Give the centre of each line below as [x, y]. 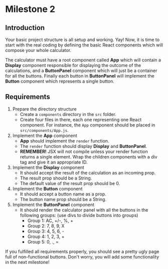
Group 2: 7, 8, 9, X [46, 225]
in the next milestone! [28, 262]
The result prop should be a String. [56, 178]
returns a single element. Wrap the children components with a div [89, 156]
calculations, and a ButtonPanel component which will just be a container [81, 70]
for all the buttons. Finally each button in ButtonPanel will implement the [80, 76]
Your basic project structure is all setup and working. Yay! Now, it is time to [82, 39]
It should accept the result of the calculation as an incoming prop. [88, 172]
